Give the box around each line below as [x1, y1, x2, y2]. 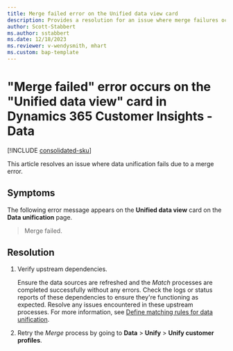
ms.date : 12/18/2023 [7, 36, 67, 43]
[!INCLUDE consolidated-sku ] [7, 146, 92, 154]
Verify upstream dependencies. [17, 265, 107, 273]
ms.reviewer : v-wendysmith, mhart [7, 42, 107, 49]
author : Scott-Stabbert [7, 23, 76, 30]
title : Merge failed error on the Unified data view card [7, 10, 178, 17]
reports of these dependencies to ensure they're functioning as [17, 293, 199, 302]
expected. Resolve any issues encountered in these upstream [17, 300, 193, 309]
